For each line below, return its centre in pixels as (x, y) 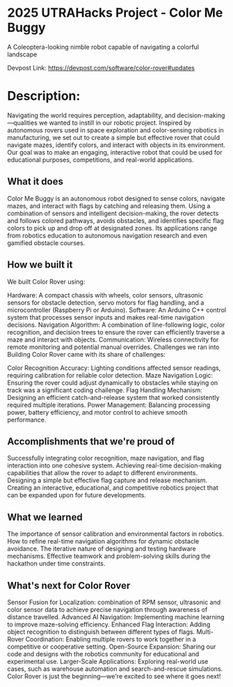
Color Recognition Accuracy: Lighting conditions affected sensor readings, (114, 368)
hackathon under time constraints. (56, 564)
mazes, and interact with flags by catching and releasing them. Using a (109, 206)
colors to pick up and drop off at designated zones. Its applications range (112, 228)
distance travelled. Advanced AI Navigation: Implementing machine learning (116, 617)
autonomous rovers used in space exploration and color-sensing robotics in (115, 130)
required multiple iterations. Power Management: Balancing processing (109, 405)
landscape (22, 54)
